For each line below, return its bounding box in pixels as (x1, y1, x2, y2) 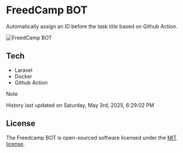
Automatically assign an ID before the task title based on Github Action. (6, 23, 178, 30)
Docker (14, 72, 33, 79)
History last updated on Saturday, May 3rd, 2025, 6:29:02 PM (6, 102, 154, 109)
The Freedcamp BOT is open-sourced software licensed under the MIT (6, 134, 177, 141)
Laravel (14, 67, 33, 74)
